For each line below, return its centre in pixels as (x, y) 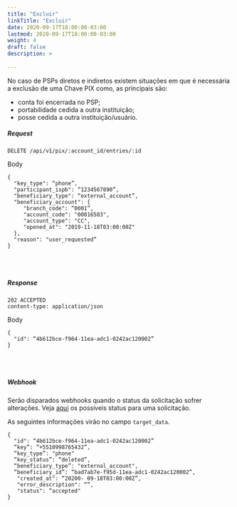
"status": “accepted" (49, 491)
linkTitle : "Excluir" (39, 21)
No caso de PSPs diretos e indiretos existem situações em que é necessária (118, 81)
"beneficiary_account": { (52, 202)
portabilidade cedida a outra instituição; (76, 109)
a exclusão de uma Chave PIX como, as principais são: (88, 88)
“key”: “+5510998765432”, (52, 447)
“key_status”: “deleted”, (52, 460)
